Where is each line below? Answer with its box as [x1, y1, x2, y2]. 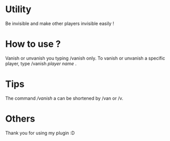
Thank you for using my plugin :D [5, 130, 75, 136]
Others [5, 113, 36, 124]
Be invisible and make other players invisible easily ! [5, 20, 115, 26]
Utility [5, 4, 32, 15]
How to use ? [5, 38, 61, 50]
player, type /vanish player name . [5, 60, 77, 67]
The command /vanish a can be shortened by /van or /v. [5, 95, 124, 101]
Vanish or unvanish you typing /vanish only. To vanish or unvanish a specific [5, 55, 165, 61]
